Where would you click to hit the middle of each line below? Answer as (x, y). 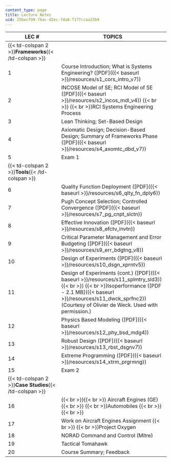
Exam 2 (70, 370)
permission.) (76, 312)
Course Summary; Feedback (95, 452)
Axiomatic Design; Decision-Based (103, 130)
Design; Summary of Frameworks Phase (109, 136)
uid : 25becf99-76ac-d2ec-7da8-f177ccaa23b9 (52, 19)
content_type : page (26, 10)
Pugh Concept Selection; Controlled (104, 202)
